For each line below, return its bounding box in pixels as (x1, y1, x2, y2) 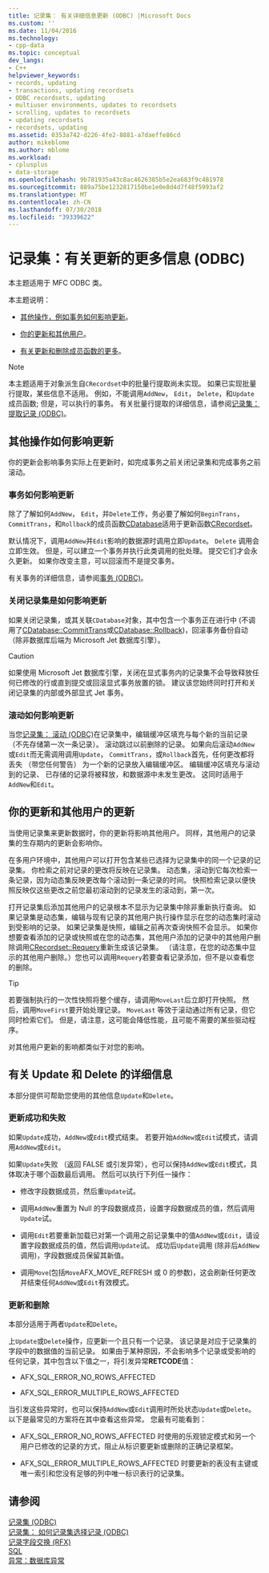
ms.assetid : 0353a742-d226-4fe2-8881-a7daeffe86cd (8, 131, 181, 139)
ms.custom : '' (8, 19, 56, 27)
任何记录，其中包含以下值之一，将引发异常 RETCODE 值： (8, 1357, 196, 1366)
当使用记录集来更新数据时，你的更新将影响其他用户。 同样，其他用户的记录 (8, 827, 256, 838)
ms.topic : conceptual (8, 49, 81, 57)
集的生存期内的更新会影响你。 (8, 838, 106, 847)
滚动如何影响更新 (8, 710, 74, 721)
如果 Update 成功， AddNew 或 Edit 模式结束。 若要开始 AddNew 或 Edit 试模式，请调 (8, 1132, 259, 1142)
